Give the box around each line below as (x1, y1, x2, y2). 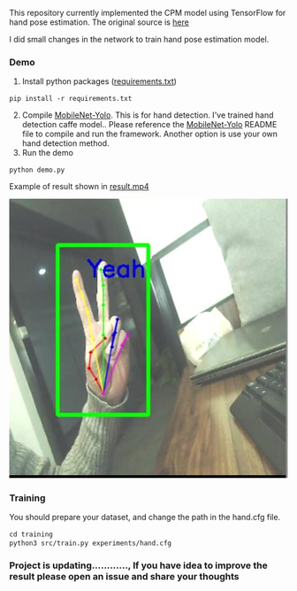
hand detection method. (21, 138, 110, 149)
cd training (9, 530, 53, 539)
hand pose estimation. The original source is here (9, 17, 190, 27)
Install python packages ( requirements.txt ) (21, 76, 177, 87)
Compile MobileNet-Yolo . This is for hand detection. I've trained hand (21, 110, 274, 120)
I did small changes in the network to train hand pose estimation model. (9, 35, 270, 44)
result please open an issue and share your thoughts (9, 571, 240, 583)
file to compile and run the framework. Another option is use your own (21, 128, 278, 140)
